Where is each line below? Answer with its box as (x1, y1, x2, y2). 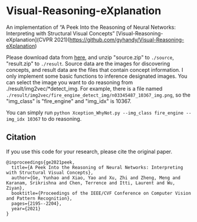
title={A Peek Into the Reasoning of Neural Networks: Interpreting (11, 164, 183, 170)
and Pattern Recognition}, (6, 196, 73, 201)
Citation (6, 132, 37, 143)
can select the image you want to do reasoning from (6, 78, 133, 86)
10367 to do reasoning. (27, 115, 82, 122)
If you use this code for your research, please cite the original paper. (6, 148, 173, 155)
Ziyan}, (6, 185, 25, 191)
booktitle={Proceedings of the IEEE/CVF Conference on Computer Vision (11, 190, 192, 196)
